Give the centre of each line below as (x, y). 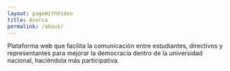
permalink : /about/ (36, 26)
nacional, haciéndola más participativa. (63, 61)
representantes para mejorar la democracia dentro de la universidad (105, 53)
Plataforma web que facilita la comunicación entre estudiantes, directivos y (115, 46)
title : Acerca (28, 20)
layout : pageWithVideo (40, 13)
